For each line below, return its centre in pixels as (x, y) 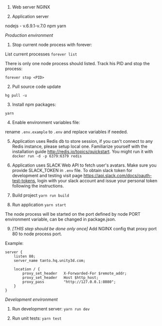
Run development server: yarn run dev (51, 309)
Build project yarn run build (40, 195)
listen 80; (25, 257)
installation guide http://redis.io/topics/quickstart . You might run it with (82, 152)
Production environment (29, 35)
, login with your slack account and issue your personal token (96, 181)
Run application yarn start (39, 205)
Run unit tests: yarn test (37, 318)
